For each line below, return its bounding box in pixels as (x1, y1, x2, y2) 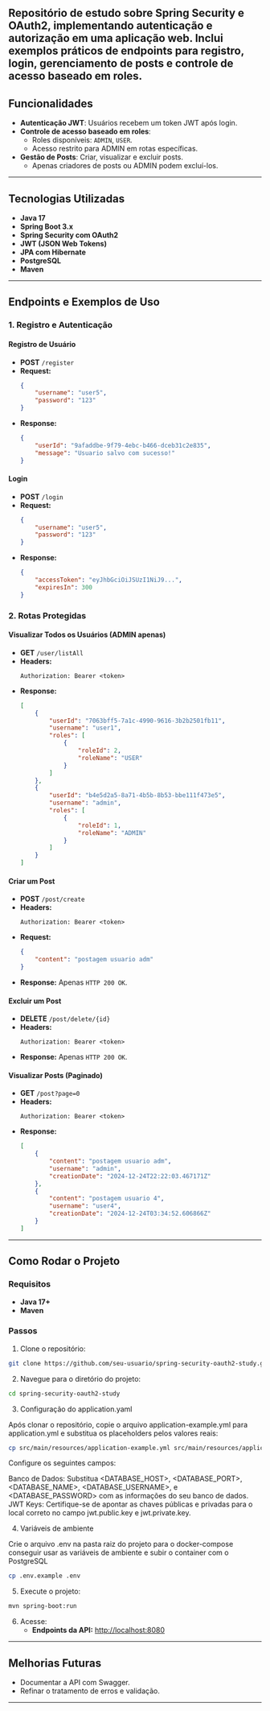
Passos (8, 1325, 38, 1337)
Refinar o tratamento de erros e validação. (19, 1686, 161, 1696)
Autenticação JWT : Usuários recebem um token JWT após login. (19, 118, 238, 128)
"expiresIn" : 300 (35, 583, 93, 591)
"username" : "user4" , (49, 1202, 122, 1210)
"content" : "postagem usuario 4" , (49, 1195, 165, 1203)
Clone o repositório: (19, 1344, 86, 1354)
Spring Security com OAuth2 (19, 230, 119, 240)
